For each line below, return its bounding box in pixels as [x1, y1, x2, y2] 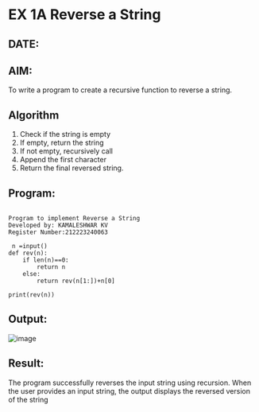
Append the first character [19, 155, 107, 165]
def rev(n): [8, 249, 48, 258]
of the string [8, 395, 49, 404]
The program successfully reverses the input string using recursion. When [8, 378, 252, 387]
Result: [8, 356, 44, 371]
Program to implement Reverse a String [8, 215, 141, 223]
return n [37, 263, 66, 271]
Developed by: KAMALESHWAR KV [8, 221, 109, 230]
